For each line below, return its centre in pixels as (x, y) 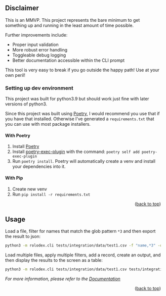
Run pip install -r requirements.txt (51, 194)
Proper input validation (35, 45)
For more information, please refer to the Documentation (63, 279)
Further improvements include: (36, 35)
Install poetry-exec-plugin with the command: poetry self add (76, 152)
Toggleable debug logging (39, 55)
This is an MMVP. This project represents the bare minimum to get (72, 20)
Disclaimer (22, 8)
